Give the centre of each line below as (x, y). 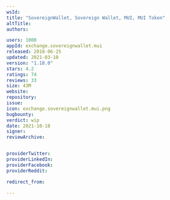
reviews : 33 (21, 80)
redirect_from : (26, 182)
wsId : (13, 12)
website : (17, 92)
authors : (17, 29)
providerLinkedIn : (30, 160)
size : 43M (19, 86)
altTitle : (19, 23)
